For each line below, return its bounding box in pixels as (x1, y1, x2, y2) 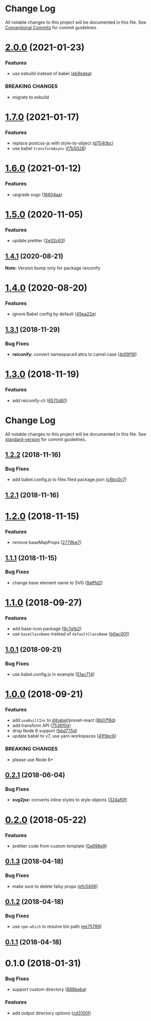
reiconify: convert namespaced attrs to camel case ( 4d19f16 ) (12, 351, 137, 358)
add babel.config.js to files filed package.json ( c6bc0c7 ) (12, 476, 127, 482)
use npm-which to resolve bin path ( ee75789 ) (12, 923, 102, 930)
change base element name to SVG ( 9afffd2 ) (12, 580, 103, 585)
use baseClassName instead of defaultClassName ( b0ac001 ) (12, 631, 129, 637)
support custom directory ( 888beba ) (12, 986, 87, 992)
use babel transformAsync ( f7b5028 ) (12, 146, 86, 151)
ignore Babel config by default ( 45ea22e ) (12, 311, 96, 317)
